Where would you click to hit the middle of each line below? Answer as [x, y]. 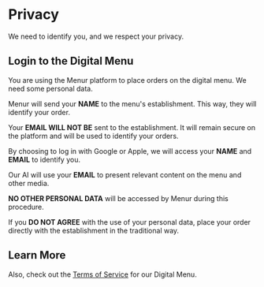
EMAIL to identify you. [45, 159]
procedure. [26, 207]
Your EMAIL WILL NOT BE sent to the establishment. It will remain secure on [132, 127]
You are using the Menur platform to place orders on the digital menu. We [127, 80]
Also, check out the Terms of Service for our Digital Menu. [102, 274]
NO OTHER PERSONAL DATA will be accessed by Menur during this [118, 198]
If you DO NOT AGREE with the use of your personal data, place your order [129, 222]
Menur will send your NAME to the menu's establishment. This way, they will [132, 103]
